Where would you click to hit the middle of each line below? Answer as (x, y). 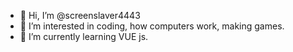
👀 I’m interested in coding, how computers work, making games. (152, 26)
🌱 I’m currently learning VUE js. (84, 36)
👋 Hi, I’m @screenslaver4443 (80, 15)
